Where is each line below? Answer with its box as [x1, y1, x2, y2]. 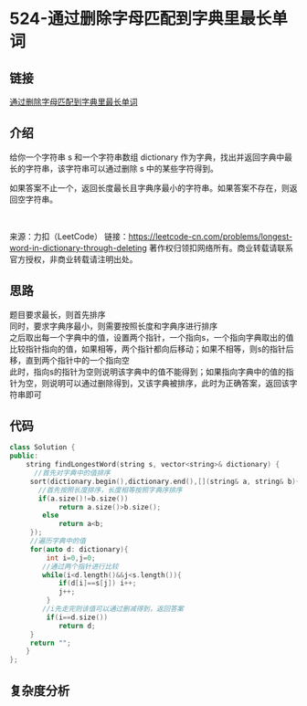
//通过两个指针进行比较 [42, 562, 119, 571]
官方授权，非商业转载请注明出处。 [9, 253, 138, 265]
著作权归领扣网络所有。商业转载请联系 [149, 242, 294, 253]
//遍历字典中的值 [29, 536, 87, 546]
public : [9, 451, 39, 461]
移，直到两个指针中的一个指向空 [9, 354, 130, 365]
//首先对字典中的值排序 [33, 469, 111, 478]
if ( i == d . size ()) [46, 613, 108, 622]
